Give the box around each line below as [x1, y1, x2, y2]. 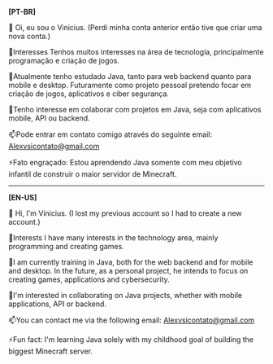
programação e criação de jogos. [8, 56, 120, 65]
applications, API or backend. [8, 299, 107, 309]
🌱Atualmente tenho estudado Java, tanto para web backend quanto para [8, 72, 252, 81]
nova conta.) [8, 32, 51, 41]
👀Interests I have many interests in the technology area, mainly [8, 233, 219, 243]
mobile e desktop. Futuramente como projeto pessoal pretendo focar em [8, 81, 252, 90]
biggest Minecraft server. [8, 346, 93, 356]
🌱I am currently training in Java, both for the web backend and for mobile [8, 257, 253, 267]
